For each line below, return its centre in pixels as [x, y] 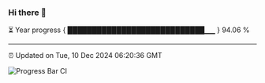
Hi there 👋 [28, 13]
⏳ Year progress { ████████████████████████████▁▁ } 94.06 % [129, 30]
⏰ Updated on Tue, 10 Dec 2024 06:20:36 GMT [86, 56]
